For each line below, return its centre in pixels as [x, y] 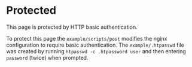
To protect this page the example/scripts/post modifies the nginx [87, 38]
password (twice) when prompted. [47, 57]
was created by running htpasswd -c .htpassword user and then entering [96, 51]
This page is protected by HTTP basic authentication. [72, 27]
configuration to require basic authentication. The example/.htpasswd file [95, 45]
